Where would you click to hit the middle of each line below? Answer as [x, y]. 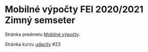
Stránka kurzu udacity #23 [33, 44]
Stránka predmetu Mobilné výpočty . [42, 34]
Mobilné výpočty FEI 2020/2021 [74, 9]
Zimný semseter [40, 20]
